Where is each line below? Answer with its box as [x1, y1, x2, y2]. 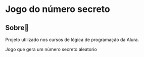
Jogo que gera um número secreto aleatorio [5, 46, 97, 52]
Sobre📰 [5, 23, 29, 32]
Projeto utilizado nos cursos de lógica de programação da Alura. [5, 36, 139, 42]
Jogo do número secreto [5, 3, 110, 15]
